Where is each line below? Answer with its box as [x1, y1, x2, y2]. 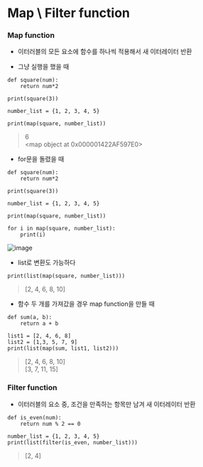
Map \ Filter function [7, 5, 130, 21]
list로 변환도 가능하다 [17, 258, 76, 267]
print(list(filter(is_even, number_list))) [7, 439, 138, 446]
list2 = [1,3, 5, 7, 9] [7, 339, 78, 346]
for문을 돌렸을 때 [17, 155, 65, 163]
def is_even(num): [7, 414, 62, 421]
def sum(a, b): [7, 314, 53, 321]
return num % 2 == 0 [20, 420, 81, 427]
